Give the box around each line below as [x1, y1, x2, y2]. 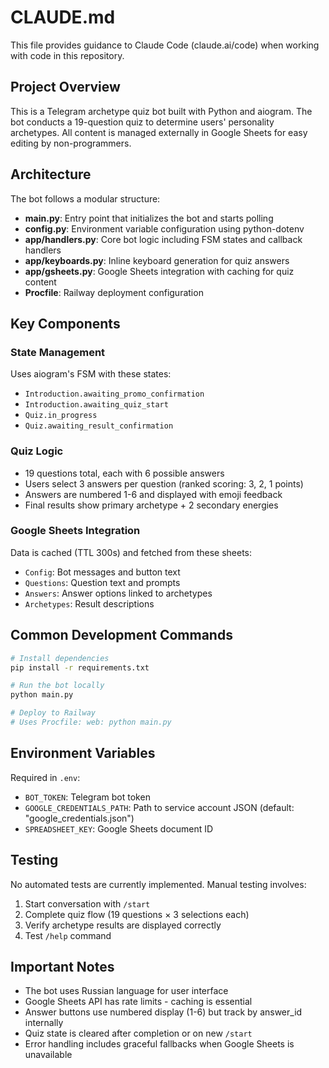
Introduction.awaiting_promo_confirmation [24, 389, 205, 400]
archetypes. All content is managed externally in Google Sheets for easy [10, 126, 308, 138]
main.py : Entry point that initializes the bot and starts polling [24, 212, 274, 224]
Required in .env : [10, 771, 81, 783]
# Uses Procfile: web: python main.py [10, 717, 172, 728]
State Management [10, 345, 106, 359]
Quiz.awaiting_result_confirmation [24, 421, 174, 431]
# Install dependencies [10, 653, 110, 663]
